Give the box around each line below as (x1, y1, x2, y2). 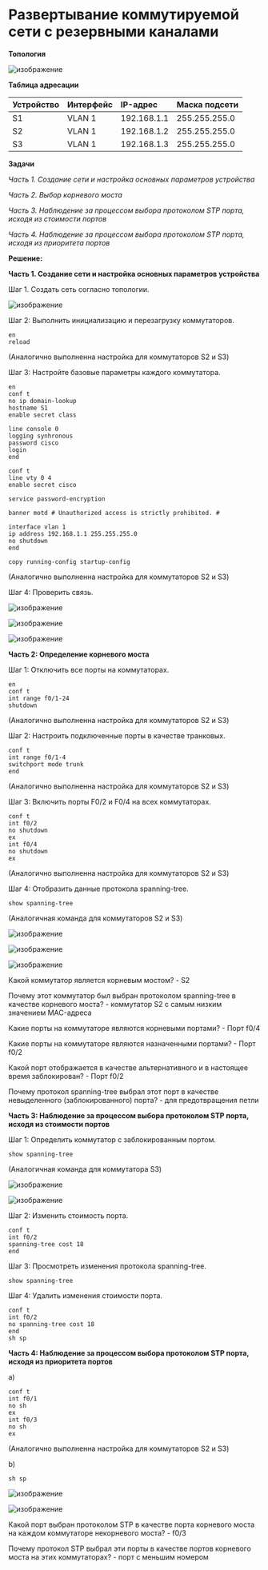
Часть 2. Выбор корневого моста (8, 190, 122, 199)
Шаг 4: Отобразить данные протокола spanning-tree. (8, 884, 190, 893)
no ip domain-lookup (8, 397, 78, 405)
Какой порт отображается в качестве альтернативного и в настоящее (8, 1062, 249, 1073)
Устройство (12, 98, 60, 110)
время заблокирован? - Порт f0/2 (8, 1071, 124, 1081)
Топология (8, 49, 46, 58)
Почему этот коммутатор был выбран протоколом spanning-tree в (8, 990, 236, 1001)
